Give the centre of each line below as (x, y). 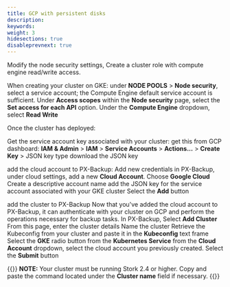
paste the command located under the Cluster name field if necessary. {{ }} (114, 276)
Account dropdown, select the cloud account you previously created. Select (115, 248)
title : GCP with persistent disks (57, 13)
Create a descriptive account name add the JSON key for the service (105, 184)
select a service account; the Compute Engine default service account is (110, 93)
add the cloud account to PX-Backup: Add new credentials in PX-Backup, (111, 169)
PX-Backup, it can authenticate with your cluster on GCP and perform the (111, 211)
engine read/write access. (44, 72)
